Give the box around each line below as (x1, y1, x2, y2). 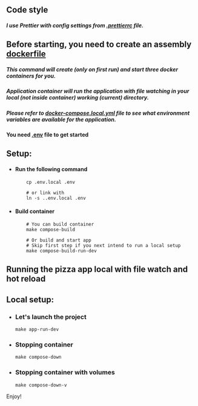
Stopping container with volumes (15, 368, 115, 377)
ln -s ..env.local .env (26, 195, 86, 201)
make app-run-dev (15, 326, 59, 333)
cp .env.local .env (26, 179, 76, 185)
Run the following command (15, 166, 88, 173)
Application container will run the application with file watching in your (6, 87, 190, 95)
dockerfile (6, 49, 47, 59)
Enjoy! (6, 393, 22, 400)
